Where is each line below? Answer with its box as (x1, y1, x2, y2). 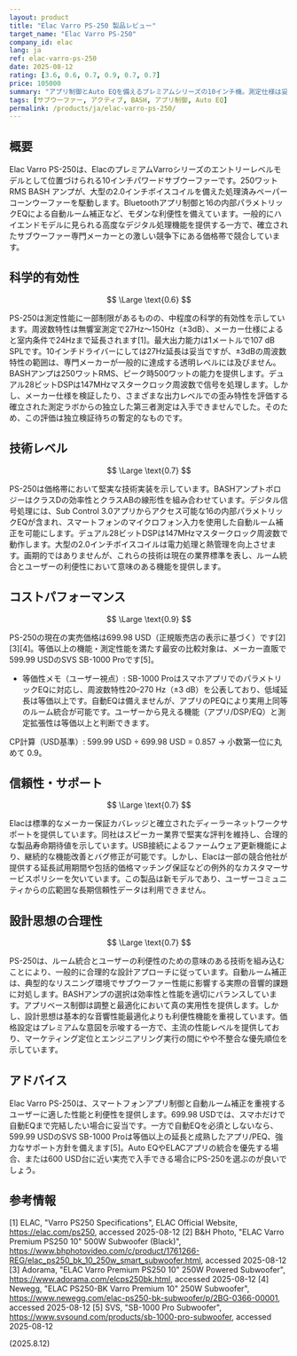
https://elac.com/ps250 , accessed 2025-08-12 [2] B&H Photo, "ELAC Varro (9, 1226, 285, 1237)
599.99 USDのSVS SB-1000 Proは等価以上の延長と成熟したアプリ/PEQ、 (9, 1131, 276, 1141)
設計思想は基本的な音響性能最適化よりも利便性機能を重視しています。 (24, 1011, 280, 1021)
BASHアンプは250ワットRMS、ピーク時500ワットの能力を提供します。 (9, 367, 270, 378)
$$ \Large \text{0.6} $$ (106, 294, 192, 304)
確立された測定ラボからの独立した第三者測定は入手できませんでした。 (9, 401, 265, 412)
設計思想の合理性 (9, 913, 103, 928)
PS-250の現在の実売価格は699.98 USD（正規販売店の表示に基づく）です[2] (9, 632, 286, 643)
